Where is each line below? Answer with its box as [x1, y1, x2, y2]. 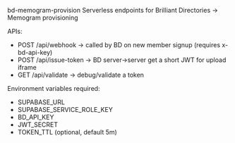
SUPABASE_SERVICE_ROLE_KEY [17, 106, 113, 113]
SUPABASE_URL [17, 98, 66, 106]
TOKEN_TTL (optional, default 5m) [17, 128, 118, 136]
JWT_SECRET [17, 120, 59, 129]
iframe [17, 63, 37, 71]
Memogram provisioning [7, 13, 79, 22]
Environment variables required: [7, 85, 100, 92]
